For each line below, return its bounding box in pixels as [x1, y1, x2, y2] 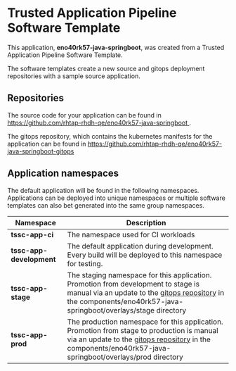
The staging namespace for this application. [67, 270, 212, 279]
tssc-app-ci [11, 229, 54, 239]
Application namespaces [7, 168, 119, 180]
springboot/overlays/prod [67, 352, 152, 362]
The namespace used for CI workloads [67, 229, 195, 239]
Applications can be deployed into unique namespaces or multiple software [7, 194, 226, 202]
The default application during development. [67, 241, 214, 251]
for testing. [67, 258, 103, 268]
